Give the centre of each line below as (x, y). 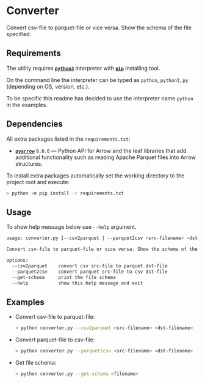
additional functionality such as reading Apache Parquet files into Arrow (106, 157)
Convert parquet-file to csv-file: (55, 340)
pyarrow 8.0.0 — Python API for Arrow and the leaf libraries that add (101, 151)
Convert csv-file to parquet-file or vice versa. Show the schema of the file (99, 28)
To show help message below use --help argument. (71, 227)
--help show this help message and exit (77, 283)
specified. (19, 34)
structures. (29, 163)
